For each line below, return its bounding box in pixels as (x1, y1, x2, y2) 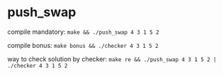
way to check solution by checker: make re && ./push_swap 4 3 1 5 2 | (7, 54, 217, 63)
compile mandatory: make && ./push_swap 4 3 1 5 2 (7, 27, 159, 36)
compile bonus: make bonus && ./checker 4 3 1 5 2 (7, 41, 159, 49)
